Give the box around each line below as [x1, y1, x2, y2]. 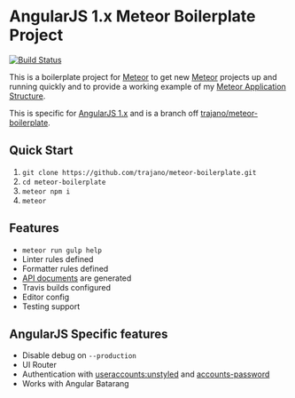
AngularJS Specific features [9, 326, 168, 341]
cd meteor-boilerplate [21, 178, 106, 187]
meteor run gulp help [21, 246, 102, 255]
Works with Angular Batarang [21, 378, 130, 389]
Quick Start [9, 143, 74, 158]
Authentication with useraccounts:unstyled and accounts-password [21, 369, 270, 379]
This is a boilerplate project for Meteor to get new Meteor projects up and [9, 71, 277, 82]
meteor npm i [21, 187, 71, 196]
